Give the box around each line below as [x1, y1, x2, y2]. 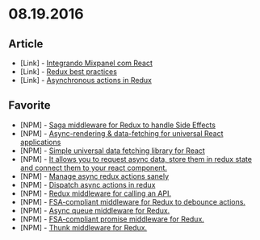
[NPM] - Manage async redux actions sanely [19, 171, 170, 181]
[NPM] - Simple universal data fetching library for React [19, 146, 206, 155]
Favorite [8, 98, 51, 113]
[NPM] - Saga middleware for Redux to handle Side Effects [19, 120, 216, 130]
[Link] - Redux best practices [19, 67, 117, 77]
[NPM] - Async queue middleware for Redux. [19, 205, 170, 215]
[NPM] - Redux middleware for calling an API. [19, 188, 172, 198]
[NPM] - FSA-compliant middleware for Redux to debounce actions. [19, 197, 246, 206]
